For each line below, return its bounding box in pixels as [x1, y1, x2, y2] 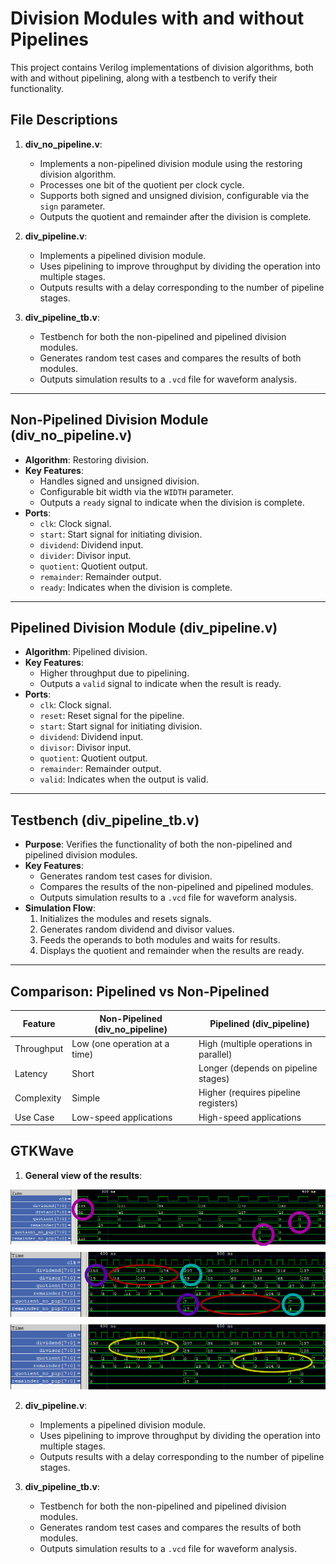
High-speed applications [198, 1111, 302, 1123]
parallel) [198, 1048, 233, 1060]
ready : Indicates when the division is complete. [39, 581, 233, 593]
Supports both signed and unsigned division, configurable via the [39, 189, 310, 201]
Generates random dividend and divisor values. [39, 923, 235, 936]
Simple [71, 1092, 101, 1104]
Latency [14, 1067, 48, 1079]
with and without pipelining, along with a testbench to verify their [10, 72, 278, 84]
